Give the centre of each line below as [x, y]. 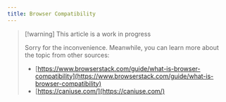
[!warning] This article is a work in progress [88, 34]
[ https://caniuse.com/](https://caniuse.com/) [100, 91]
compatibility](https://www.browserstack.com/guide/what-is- [124, 76]
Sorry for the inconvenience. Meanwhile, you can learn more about [122, 47]
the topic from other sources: [67, 55]
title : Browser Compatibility [52, 14]
